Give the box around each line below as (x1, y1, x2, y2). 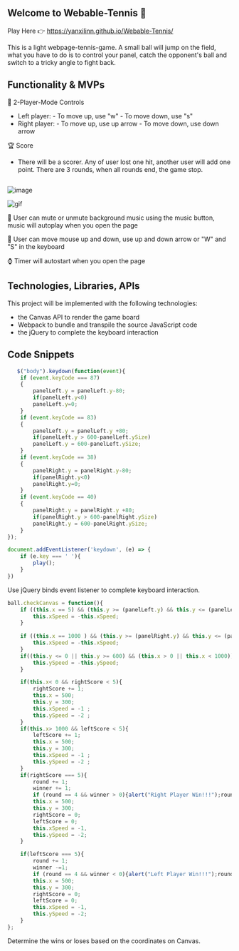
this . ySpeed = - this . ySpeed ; (33, 659, 119, 666)
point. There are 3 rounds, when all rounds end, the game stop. (17, 165, 203, 173)
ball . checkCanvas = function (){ (7, 599, 103, 606)
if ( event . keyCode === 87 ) (20, 374, 100, 382)
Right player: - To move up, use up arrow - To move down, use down (17, 119, 219, 128)
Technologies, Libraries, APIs (7, 280, 140, 293)
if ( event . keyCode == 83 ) (20, 414, 97, 421)
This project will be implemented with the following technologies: (7, 299, 198, 307)
